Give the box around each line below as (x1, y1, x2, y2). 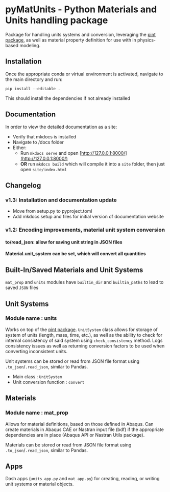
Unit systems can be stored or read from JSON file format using (5, 358, 139, 364)
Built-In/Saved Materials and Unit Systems (5, 265, 143, 274)
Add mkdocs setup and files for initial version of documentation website (12, 214, 164, 220)
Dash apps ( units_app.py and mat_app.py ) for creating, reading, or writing (5, 476, 160, 482)
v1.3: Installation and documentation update (5, 196, 117, 203)
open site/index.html (20, 166, 67, 172)
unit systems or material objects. (5, 481, 74, 487)
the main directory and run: (5, 76, 63, 83)
